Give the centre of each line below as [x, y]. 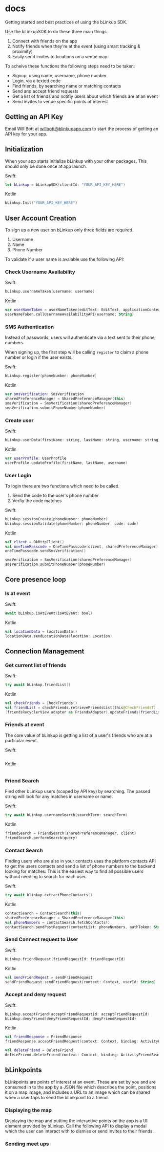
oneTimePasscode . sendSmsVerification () [46, 551]
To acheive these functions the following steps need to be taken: [70, 66]
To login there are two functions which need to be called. [62, 486]
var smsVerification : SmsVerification [44, 394]
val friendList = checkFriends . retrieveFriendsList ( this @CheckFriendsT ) [81, 708]
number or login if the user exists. [39, 357]
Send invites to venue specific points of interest [60, 101]
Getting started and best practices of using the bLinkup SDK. [66, 22]
